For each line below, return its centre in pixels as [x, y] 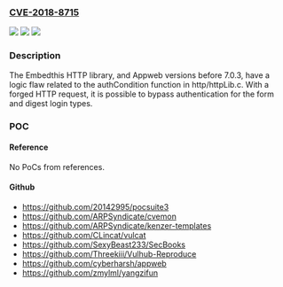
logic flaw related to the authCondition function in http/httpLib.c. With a [139, 84]
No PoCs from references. [57, 167]
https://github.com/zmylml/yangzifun [90, 273]
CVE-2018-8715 [44, 12]
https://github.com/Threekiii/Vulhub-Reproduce [109, 253]
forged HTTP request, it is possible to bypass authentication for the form [142, 94]
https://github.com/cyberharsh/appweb [94, 263]
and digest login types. [51, 103]
